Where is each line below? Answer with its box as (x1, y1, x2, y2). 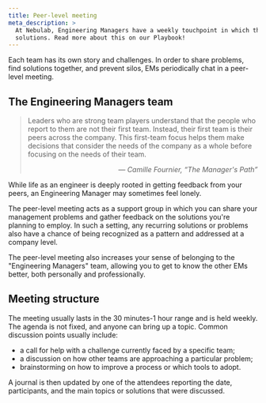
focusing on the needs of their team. (27, 149, 146, 159)
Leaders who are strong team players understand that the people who (27, 116, 256, 126)
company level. (8, 238, 58, 247)
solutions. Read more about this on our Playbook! (15, 33, 186, 42)
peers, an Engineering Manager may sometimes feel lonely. (8, 189, 202, 198)
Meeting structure (8, 292, 101, 306)
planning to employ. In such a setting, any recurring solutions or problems (8, 220, 249, 230)
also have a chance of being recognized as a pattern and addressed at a (8, 229, 245, 239)
